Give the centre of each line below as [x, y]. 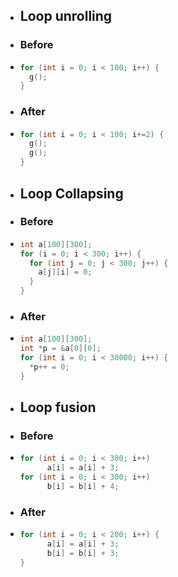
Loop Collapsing [71, 193]
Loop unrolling [66, 16]
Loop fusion [58, 407]
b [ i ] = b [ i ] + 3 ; [83, 553]
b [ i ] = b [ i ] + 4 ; [83, 487]
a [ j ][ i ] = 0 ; [65, 272]
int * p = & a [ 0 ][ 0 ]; [60, 349]
